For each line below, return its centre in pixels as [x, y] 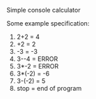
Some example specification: [48, 23]
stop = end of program [49, 88]
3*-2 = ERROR [38, 66]
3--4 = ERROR [37, 59]
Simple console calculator [43, 10]
